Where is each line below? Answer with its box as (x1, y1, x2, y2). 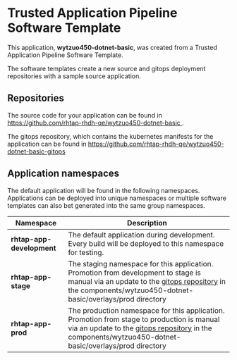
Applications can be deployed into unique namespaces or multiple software (7, 194, 227, 202)
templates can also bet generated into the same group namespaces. (7, 201, 206, 209)
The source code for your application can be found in (7, 111, 162, 119)
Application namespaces (7, 168, 120, 180)
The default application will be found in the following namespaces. (7, 186, 200, 194)
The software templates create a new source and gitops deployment (7, 64, 206, 73)
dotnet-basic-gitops (7, 147, 66, 156)
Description (126, 218, 168, 228)
